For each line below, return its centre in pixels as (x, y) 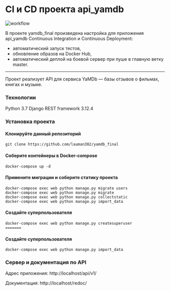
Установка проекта (30, 121)
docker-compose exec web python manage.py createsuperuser (69, 223)
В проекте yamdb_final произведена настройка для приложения (75, 33)
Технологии (21, 97)
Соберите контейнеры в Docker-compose (51, 155)
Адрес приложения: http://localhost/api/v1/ (51, 273)
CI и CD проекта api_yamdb (65, 9)
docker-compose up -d (28, 166)
